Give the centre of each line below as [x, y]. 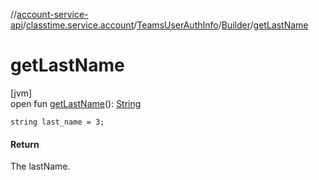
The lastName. [40, 166]
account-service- [52, 14]
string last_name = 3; [57, 122]
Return [25, 144]
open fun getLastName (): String [76, 103]
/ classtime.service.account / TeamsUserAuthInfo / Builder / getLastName [165, 25]
